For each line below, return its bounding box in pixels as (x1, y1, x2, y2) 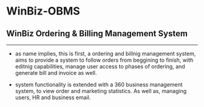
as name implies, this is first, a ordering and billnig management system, (15, 50, 196, 57)
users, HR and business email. (15, 94, 91, 101)
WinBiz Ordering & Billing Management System (6, 28, 188, 39)
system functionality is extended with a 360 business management (15, 81, 183, 88)
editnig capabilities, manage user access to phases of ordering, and (15, 63, 185, 70)
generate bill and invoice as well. (15, 70, 97, 76)
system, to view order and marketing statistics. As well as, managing (15, 88, 187, 94)
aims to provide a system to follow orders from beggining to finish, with (15, 56, 194, 63)
